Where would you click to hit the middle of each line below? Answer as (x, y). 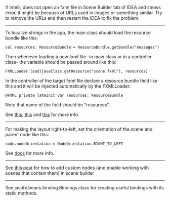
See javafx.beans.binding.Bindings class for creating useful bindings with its (85, 188)
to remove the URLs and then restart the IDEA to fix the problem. (72, 18)
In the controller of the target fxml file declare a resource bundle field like (81, 81)
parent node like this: (27, 134)
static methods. (22, 193)
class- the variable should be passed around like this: (61, 62)
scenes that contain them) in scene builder (50, 173)
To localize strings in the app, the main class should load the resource (78, 33)
